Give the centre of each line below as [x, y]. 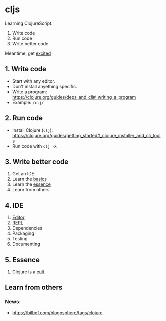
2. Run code [24, 118]
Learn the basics [29, 179]
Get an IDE [23, 174]
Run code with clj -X [34, 146]
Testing [20, 239]
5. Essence [22, 260]
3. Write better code [37, 162]
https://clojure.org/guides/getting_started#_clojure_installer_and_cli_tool [86, 135]
